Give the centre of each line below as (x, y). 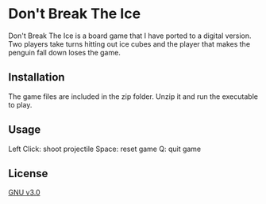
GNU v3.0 (25, 193)
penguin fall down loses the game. (64, 52)
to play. (20, 104)
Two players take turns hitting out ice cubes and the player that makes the (129, 43)
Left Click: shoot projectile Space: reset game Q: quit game (105, 149)
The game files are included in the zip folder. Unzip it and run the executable (133, 96)
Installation (37, 77)
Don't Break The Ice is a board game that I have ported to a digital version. (130, 36)
